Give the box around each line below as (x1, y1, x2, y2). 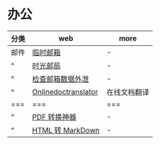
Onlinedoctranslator (32, 86, 98, 96)
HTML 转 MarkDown (32, 125, 101, 135)
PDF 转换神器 (32, 112, 76, 122)
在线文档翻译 (106, 87, 150, 97)
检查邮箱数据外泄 (32, 74, 90, 83)
